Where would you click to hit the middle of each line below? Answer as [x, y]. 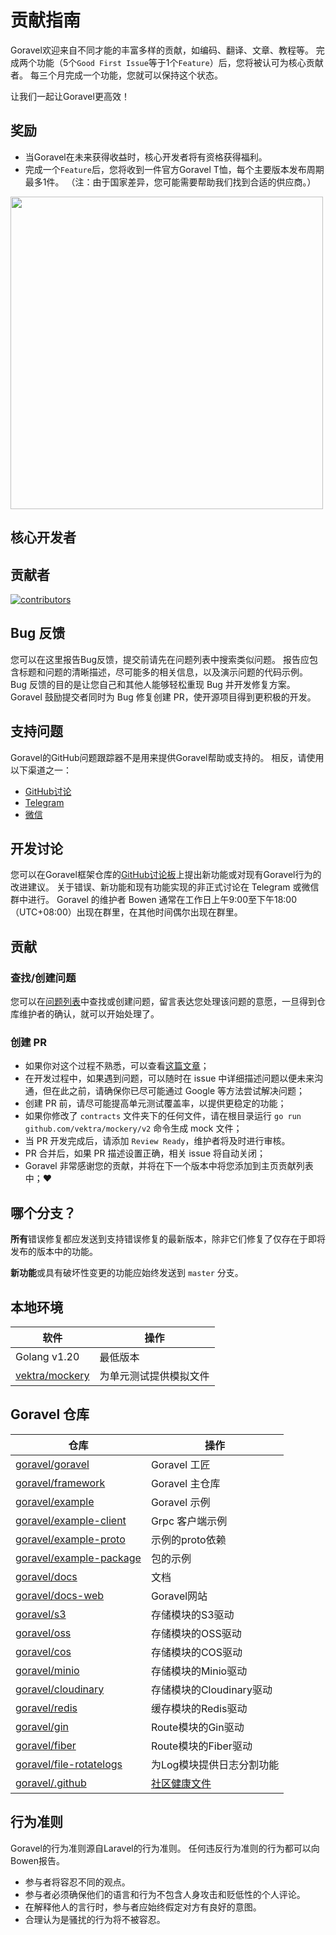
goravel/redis [46, 1708]
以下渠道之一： [41, 770]
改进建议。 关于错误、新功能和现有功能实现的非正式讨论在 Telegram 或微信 [165, 887]
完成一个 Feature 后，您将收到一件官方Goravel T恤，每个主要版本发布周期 [174, 169]
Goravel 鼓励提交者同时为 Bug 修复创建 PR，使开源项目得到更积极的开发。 [163, 697]
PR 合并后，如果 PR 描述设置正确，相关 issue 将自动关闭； [145, 1153]
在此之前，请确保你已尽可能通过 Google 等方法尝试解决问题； [178, 1091]
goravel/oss [43, 1633]
